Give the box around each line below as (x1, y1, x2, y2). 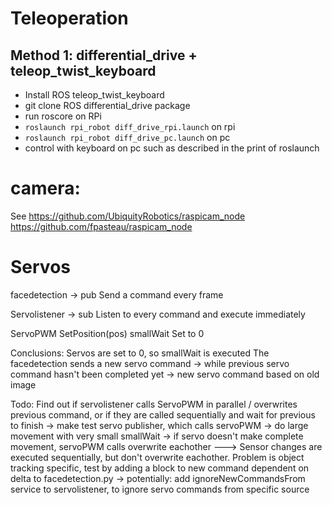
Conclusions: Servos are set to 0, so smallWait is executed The (10, 347, 270, 359)
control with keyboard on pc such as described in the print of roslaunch (24, 142, 320, 154)
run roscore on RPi (24, 110, 102, 122)
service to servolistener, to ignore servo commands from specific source (10, 483, 310, 495)
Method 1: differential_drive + (10, 47, 198, 64)
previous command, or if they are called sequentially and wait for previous (10, 408, 316, 421)
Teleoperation (10, 7, 129, 30)
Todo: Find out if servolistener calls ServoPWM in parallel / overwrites (10, 398, 298, 410)
